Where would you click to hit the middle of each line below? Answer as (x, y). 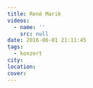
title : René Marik (34, 14)
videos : (19, 21)
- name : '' (30, 27)
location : (22, 67)
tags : (15, 47)
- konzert (28, 54)
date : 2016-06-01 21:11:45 (47, 40)
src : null (35, 34)
